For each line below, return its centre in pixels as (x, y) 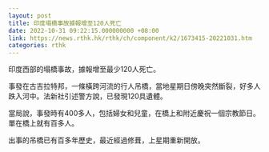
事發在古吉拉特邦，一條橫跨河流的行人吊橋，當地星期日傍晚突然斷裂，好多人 (134, 86)
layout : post (30, 16)
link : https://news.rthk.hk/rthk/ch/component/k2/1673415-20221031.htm (130, 38)
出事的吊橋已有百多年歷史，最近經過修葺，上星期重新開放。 (106, 140)
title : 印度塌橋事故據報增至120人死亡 (65, 23)
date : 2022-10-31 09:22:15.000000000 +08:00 (84, 30)
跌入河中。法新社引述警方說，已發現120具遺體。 (88, 96)
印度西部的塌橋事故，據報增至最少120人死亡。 (84, 70)
